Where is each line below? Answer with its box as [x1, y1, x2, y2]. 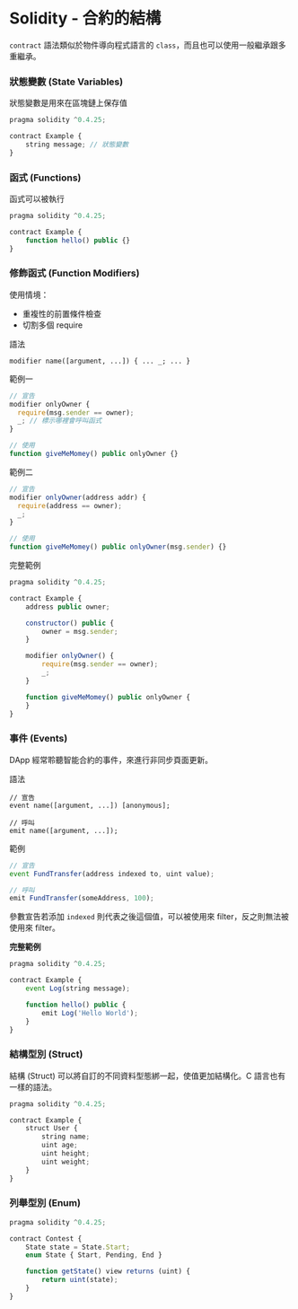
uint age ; [41, 1141, 78, 1150]
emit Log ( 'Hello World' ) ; [41, 1008, 139, 1017]
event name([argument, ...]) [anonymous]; [9, 801, 171, 810]
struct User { [25, 1124, 78, 1133]
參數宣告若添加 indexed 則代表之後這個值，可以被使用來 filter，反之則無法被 [9, 911, 289, 922]
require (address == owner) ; [17, 501, 123, 510]
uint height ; [41, 1149, 91, 1158]
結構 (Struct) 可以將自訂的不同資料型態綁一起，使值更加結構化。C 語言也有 [9, 1070, 285, 1081]
